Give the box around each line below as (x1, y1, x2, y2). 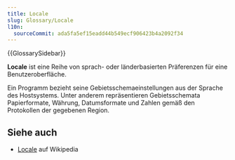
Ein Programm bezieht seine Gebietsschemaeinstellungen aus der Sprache (7, 84, 223, 92)
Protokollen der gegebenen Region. (7, 106, 110, 114)
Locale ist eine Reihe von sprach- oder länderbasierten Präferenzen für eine (7, 62, 228, 71)
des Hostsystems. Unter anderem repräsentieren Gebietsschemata (7, 91, 201, 100)
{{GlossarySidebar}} (7, 49, 67, 58)
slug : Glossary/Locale (7, 17, 74, 24)
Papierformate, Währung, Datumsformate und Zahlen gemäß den (7, 99, 195, 107)
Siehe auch (7, 126, 58, 138)
